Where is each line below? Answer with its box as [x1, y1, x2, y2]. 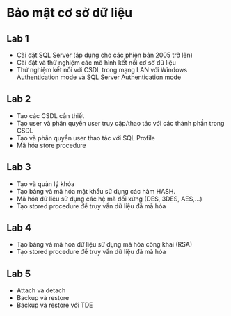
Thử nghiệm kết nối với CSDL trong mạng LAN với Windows [16, 66, 188, 74]
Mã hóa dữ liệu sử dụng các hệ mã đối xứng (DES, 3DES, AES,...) [16, 194, 202, 203]
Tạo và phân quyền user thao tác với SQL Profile [16, 133, 156, 142]
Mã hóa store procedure [16, 141, 86, 149]
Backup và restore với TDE [16, 301, 93, 310]
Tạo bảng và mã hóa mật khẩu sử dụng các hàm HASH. [16, 187, 175, 195]
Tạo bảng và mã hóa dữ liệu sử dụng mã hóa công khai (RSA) [16, 240, 193, 249]
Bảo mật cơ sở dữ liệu [6, 5, 133, 21]
